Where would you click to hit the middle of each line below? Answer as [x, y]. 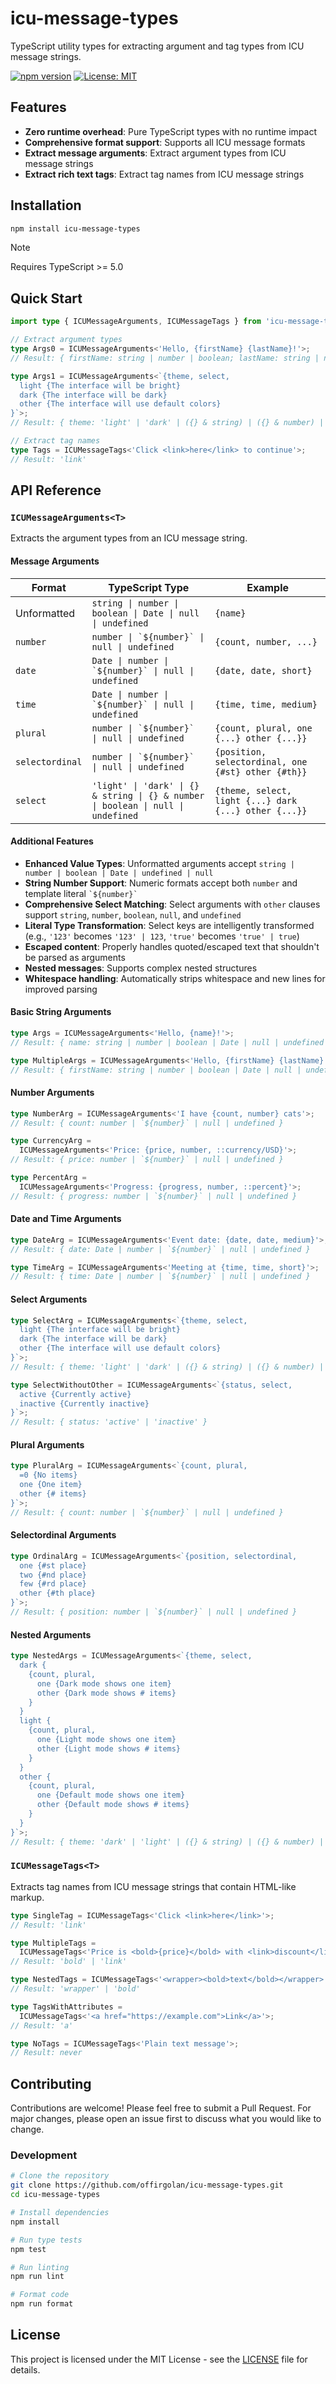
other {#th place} [58, 1593]
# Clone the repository [60, 2176]
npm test [28, 2249]
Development [44, 2155]
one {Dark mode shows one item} [104, 1683]
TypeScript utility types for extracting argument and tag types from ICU [157, 46]
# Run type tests [46, 2240]
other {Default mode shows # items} [113, 1805]
